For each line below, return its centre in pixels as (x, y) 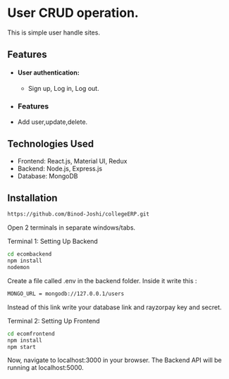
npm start (22, 347)
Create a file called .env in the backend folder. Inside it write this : (102, 280)
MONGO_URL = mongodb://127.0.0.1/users (66, 294)
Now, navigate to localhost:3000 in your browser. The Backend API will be (114, 360)
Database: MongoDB (48, 176)
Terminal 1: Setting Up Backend (53, 242)
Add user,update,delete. (52, 122)
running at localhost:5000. (45, 368)
